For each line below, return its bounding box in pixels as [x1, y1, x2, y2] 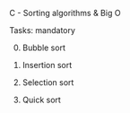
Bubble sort [22, 42, 65, 53]
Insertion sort [22, 60, 73, 70]
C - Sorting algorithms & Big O [9, 8, 121, 18]
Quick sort [22, 94, 61, 105]
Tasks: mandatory [9, 25, 76, 35]
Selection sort [22, 77, 74, 88]
